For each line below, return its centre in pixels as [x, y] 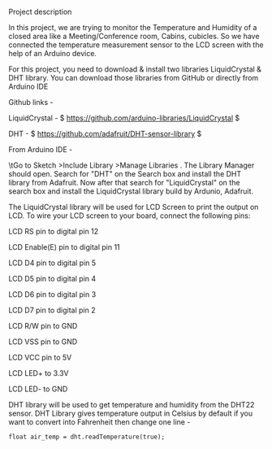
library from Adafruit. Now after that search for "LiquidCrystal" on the [124, 183]
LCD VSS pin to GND [43, 342]
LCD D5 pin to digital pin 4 [52, 279]
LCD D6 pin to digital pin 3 [52, 294]
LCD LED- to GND [38, 389]
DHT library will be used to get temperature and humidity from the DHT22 [132, 405]
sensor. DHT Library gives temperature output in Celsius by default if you [131, 413]
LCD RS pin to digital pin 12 [54, 231]
